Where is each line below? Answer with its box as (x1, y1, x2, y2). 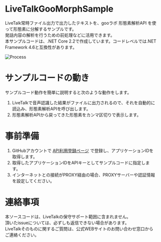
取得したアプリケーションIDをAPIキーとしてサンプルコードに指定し (12, 160, 146, 165)
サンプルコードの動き (5, 73, 89, 83)
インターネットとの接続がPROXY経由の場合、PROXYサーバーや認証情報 (12, 172, 155, 177)
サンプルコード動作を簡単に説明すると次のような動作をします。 (5, 89, 132, 95)
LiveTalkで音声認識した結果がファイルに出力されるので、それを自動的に (12, 99, 156, 105)
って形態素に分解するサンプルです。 (5, 26, 76, 32)
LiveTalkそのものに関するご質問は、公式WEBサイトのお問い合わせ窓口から (5, 226, 154, 231)
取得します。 (12, 154, 38, 160)
